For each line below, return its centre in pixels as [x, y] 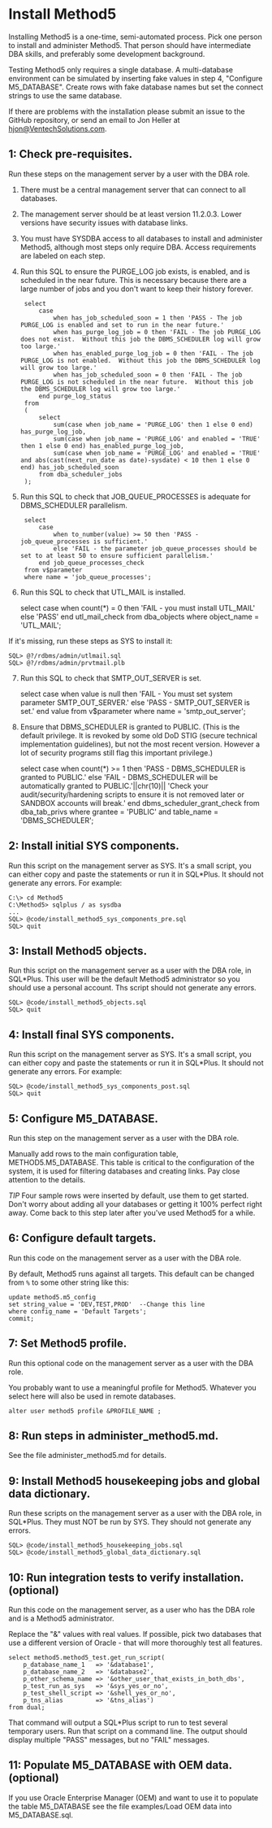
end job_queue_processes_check [91, 563]
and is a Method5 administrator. [62, 1618]
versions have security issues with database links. [104, 222]
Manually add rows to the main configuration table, [93, 1154]
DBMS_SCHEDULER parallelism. [74, 505]
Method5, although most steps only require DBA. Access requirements [138, 247]
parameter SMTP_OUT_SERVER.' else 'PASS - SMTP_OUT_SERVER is [135, 702]
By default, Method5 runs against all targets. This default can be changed [132, 1273]
